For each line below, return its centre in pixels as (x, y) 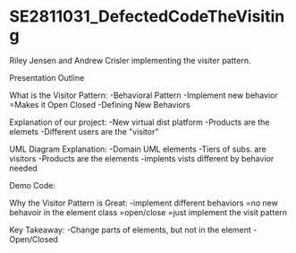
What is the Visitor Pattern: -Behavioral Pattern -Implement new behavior (144, 95)
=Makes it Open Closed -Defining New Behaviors (100, 104)
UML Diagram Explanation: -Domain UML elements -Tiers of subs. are (138, 149)
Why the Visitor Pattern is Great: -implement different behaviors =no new (144, 203)
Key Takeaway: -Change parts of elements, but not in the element (131, 230)
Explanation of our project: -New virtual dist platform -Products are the (140, 122)
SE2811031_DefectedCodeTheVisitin (147, 17)
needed (23, 168)
